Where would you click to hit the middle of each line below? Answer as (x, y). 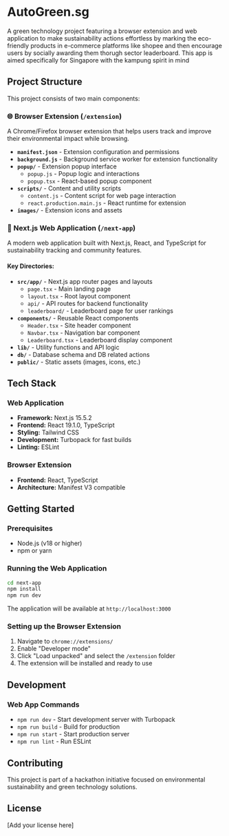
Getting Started (41, 508)
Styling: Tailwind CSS (48, 432)
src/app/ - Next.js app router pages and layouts (85, 281)
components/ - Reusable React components (78, 318)
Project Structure (45, 82)
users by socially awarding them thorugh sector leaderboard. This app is (110, 53)
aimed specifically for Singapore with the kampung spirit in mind (98, 60)
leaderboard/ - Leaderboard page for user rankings (100, 311)
